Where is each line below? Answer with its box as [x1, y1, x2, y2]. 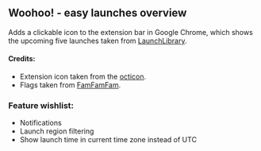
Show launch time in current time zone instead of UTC [19, 135, 197, 145]
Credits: [8, 54, 36, 64]
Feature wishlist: [8, 99, 74, 110]
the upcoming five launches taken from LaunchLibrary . [8, 36, 187, 45]
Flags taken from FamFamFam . [19, 80, 121, 90]
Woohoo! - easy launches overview [8, 6, 187, 20]
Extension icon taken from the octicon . [19, 72, 147, 82]
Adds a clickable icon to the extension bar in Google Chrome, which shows [8, 27, 254, 37]
